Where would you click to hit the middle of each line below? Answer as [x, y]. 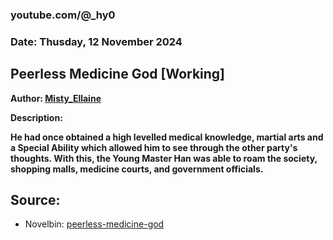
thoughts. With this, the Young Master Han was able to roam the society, [164, 158]
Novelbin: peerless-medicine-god [94, 224]
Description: [36, 117]
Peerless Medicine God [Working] [118, 74]
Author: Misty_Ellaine [56, 98]
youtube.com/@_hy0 [63, 15]
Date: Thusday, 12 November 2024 [96, 41]
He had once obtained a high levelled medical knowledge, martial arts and [167, 137]
